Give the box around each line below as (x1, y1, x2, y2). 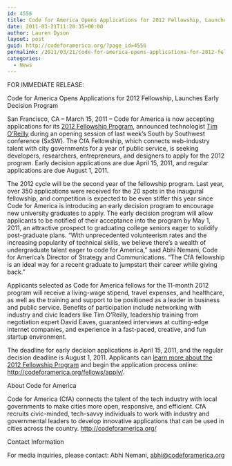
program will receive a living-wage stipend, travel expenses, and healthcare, (7, 288, 224, 297)
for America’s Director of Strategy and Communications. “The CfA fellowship (7, 253, 225, 261)
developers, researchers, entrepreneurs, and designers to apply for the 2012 (7, 151, 225, 160)
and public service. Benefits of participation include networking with (7, 303, 202, 311)
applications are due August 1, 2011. (7, 166, 109, 174)
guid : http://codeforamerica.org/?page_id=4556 (7, 42, 147, 49)
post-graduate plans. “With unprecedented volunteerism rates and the (7, 231, 207, 239)
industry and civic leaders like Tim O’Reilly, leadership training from (7, 310, 199, 319)
